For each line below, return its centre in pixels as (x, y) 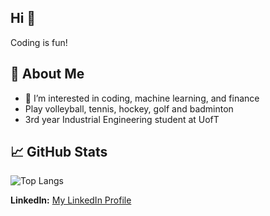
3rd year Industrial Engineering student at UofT (122, 119)
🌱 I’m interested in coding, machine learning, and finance (142, 98)
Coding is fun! (39, 42)
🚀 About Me (47, 74)
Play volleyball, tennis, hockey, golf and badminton (129, 108)
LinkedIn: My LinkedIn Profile (71, 200)
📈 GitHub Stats (59, 152)
